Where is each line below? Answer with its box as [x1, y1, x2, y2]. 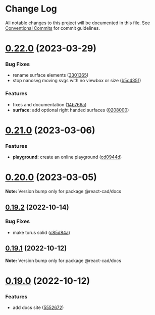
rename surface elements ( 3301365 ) [12, 72, 89, 78]
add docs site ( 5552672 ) [12, 304, 64, 310]
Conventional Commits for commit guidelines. [5, 25, 100, 31]
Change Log [5, 3, 57, 15]
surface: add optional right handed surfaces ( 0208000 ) [12, 107, 129, 113]
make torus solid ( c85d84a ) [12, 229, 71, 235]
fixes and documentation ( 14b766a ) [12, 101, 87, 107]
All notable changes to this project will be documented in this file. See [5, 20, 150, 26]
